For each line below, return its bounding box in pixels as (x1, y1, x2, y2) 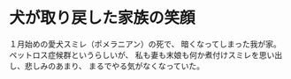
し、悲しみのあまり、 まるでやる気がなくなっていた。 (9, 61, 205, 71)
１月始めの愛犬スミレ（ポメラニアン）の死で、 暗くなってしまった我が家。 (9, 39, 281, 49)
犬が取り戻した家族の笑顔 (9, 8, 196, 28)
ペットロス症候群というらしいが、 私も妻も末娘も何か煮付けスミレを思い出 (9, 49, 283, 60)
